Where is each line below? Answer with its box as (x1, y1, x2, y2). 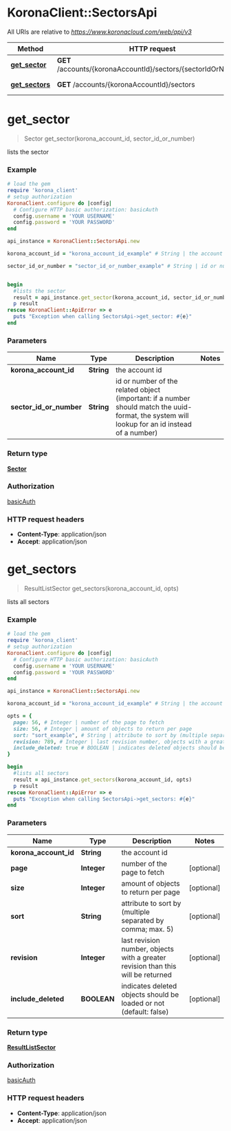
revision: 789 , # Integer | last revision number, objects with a (13, 738, 208, 745)
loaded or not (121, 998, 165, 1008)
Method (16, 43, 44, 53)
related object (115, 385, 161, 395)
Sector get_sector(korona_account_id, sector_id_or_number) (23, 134, 195, 143)
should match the (115, 402, 172, 412)
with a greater (121, 953, 166, 962)
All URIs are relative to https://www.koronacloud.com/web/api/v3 (7, 28, 192, 36)
